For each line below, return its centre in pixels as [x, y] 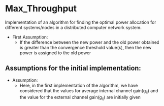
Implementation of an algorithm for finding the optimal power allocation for [81, 22]
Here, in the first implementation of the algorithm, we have [79, 85]
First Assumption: [30, 37]
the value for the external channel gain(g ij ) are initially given [80, 98]
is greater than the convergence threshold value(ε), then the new [85, 47]
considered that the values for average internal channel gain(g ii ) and [89, 91]
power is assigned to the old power [55, 53]
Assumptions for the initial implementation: [73, 68]
